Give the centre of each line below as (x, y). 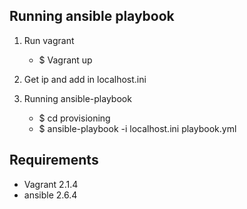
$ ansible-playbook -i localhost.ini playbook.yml (137, 128)
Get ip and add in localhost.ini (85, 79)
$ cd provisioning (74, 118)
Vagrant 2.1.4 (51, 184)
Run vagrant (49, 40)
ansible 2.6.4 (50, 195)
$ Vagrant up (65, 60)
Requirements (54, 160)
